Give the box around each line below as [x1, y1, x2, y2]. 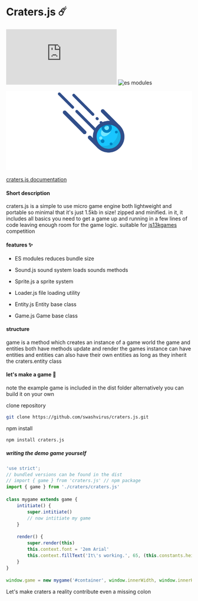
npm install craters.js [6, 437, 65, 443]
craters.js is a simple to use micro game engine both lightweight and [6, 203, 172, 210]
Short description [6, 189, 50, 196]
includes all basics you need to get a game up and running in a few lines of [6, 215, 187, 222]
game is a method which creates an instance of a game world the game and [6, 339, 190, 346]
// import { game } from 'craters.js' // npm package [6, 477, 141, 484]
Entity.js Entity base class [14, 300, 77, 308]
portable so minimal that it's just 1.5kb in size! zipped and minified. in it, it [6, 209, 183, 216]
